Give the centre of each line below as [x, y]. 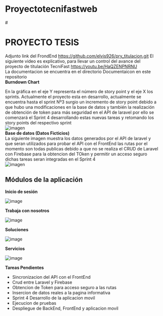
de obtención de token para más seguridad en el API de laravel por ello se [80, 112]
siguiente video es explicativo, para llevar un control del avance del [73, 61]
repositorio [16, 76]
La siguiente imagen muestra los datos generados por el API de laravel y [78, 138]
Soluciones [17, 229]
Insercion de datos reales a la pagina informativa [61, 292]
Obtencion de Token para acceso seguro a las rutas [64, 287]
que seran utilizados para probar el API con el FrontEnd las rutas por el [76, 144]
